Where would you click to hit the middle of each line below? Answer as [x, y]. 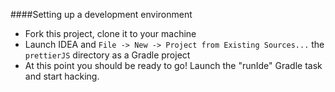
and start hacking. [62, 76]
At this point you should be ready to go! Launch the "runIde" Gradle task [173, 65]
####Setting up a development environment [101, 14]
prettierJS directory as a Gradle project [107, 55]
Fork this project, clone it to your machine [110, 33]
